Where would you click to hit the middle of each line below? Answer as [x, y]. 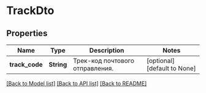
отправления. [93, 68]
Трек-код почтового [104, 61]
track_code [26, 65]
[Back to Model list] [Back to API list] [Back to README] [77, 84]
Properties [27, 33]
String [58, 65]
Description [107, 50]
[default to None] [171, 68]
